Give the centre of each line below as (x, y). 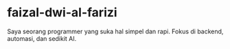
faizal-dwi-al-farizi (62, 13)
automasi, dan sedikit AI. (42, 38)
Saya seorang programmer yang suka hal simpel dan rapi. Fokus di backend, (115, 31)
